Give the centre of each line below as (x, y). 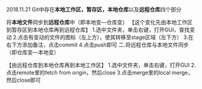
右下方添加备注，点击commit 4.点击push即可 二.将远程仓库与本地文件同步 (97, 45)
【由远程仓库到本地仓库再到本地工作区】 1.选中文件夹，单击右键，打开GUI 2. (101, 65)
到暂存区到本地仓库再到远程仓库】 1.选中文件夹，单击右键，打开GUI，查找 (98, 30)
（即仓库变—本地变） (33, 52)
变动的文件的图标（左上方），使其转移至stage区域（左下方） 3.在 (114, 37)
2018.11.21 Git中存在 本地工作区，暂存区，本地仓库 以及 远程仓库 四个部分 (94, 9)
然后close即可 (24, 80)
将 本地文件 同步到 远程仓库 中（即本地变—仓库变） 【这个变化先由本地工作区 (99, 22)
